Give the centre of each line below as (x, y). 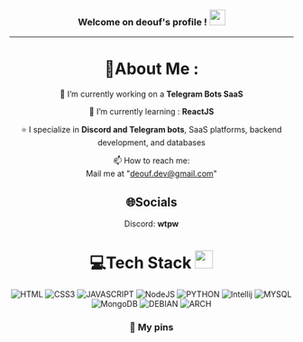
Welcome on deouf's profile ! (142, 22)
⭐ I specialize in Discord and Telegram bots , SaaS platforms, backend (151, 130)
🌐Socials (151, 202)
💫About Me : (151, 69)
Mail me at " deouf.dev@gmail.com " (151, 174)
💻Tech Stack (141, 263)
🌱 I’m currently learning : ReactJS (151, 112)
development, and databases (151, 143)
